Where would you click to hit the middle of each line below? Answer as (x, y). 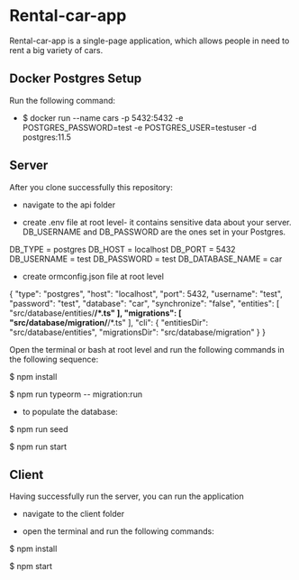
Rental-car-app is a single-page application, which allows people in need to (149, 41)
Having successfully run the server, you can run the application (127, 496)
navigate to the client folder (73, 514)
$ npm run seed (39, 428)
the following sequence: (54, 359)
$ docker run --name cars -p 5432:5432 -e (103, 117)
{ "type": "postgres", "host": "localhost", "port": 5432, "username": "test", (146, 293)
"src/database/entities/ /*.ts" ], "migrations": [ (95, 313)
